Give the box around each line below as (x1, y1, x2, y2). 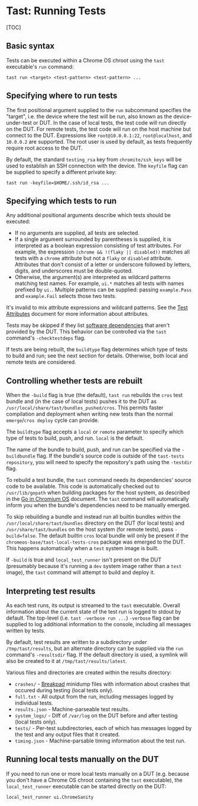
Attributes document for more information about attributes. (6, 310, 150, 318)
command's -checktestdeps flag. (6, 334, 86, 342)
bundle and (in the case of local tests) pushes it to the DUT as (6, 398, 157, 405)
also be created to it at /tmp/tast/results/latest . (6, 658, 127, 664)
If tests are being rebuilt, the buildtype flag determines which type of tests (6, 346, 188, 353)
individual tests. (14, 699, 53, 706)
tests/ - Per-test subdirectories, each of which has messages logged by (14, 725, 192, 731)
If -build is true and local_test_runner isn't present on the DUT (6, 556, 162, 563)
